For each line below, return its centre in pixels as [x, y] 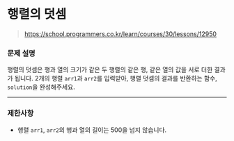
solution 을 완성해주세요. [41, 87]
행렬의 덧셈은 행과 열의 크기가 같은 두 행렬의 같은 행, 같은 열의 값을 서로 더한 [110, 69]
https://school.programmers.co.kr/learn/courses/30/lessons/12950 [120, 34]
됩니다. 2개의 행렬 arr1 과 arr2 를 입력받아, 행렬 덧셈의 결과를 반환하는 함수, [116, 78]
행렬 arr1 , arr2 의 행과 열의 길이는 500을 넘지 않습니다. [92, 130]
